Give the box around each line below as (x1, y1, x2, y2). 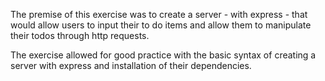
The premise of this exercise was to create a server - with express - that (10, 9, 308, 20)
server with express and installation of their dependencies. (10, 60, 252, 71)
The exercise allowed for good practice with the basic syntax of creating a (10, 49, 317, 61)
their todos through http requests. (10, 30, 150, 41)
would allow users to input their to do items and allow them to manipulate (10, 19, 312, 31)
